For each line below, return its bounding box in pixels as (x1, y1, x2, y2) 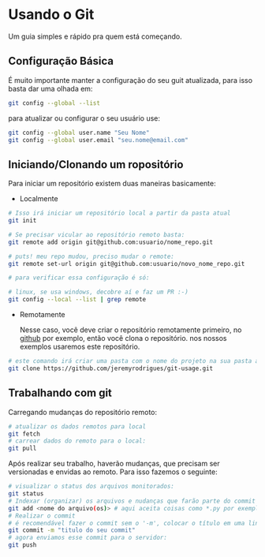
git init (8, 217, 37, 225)
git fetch (8, 430, 41, 438)
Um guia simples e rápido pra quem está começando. (8, 32, 183, 41)
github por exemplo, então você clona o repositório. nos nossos (19, 334, 227, 343)
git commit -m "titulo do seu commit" (8, 526, 136, 534)
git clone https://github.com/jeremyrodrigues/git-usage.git (8, 364, 214, 372)
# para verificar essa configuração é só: (8, 274, 150, 282)
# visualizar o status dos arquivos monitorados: (8, 483, 175, 491)
